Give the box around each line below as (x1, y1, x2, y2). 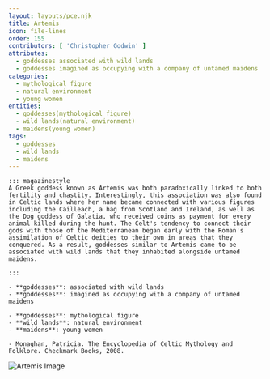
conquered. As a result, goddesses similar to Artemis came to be (8, 241, 237, 249)
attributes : (8, 49, 49, 57)
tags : (8, 132, 27, 140)
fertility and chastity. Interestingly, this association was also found (8, 191, 263, 199)
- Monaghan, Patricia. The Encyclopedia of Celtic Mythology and (8, 340, 233, 348)
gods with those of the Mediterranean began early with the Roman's (8, 227, 244, 235)
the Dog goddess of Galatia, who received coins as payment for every (8, 212, 251, 221)
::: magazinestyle (8, 177, 70, 185)
